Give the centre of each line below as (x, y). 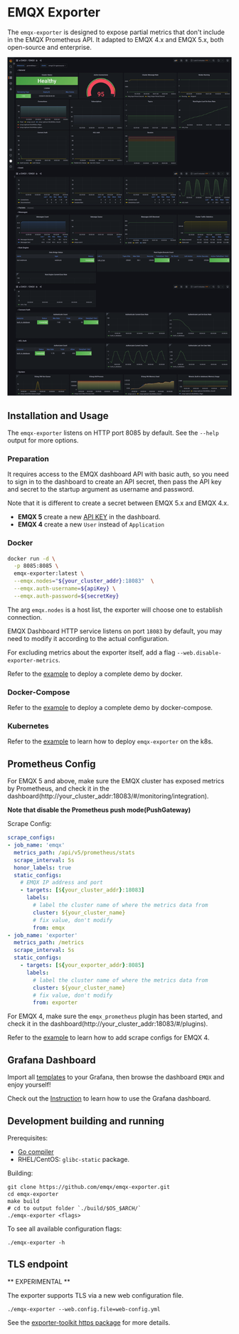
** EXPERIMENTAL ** (39, 1281)
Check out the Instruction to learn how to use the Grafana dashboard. (109, 1099)
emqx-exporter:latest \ (49, 573)
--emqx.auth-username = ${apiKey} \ (65, 589)
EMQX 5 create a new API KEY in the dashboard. (89, 517)
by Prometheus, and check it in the (58, 789)
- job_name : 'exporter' (43, 935)
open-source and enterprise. (50, 47)
